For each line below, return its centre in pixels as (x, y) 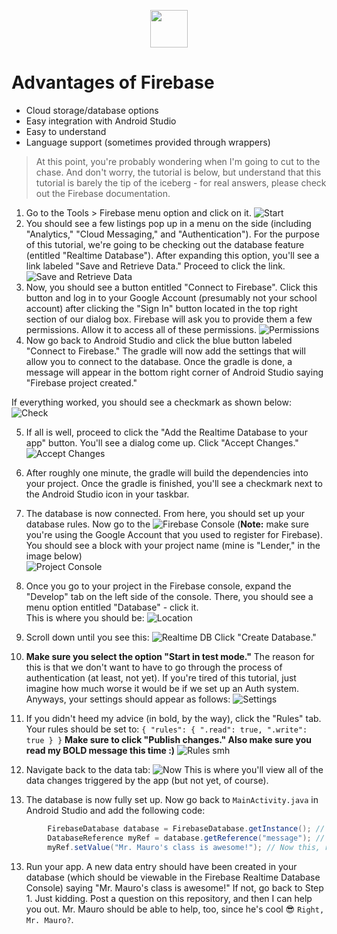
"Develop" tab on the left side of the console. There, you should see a (169, 596)
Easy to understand (66, 131)
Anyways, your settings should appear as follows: (128, 699)
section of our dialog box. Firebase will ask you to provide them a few (169, 319)
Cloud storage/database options (92, 110)
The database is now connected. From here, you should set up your (165, 513)
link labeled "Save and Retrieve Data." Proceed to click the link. (155, 266)
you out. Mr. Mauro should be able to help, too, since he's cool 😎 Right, (175, 909)
